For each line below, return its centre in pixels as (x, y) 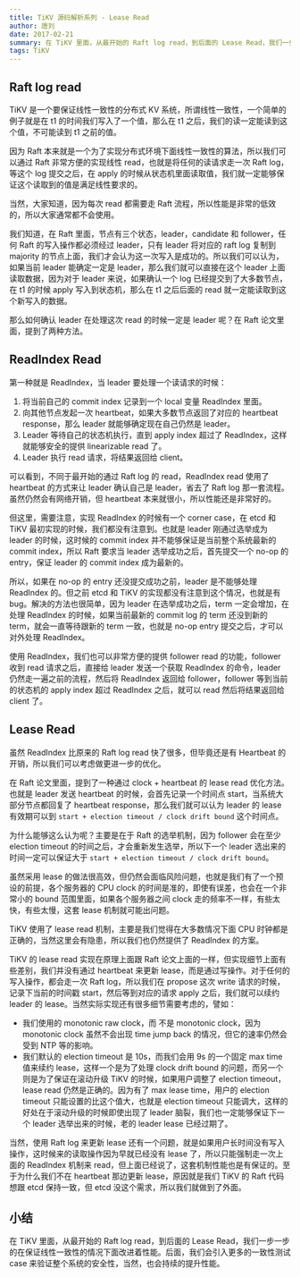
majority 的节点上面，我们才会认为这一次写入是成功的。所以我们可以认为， (146, 256)
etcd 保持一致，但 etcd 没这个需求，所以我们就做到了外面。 (137, 1187)
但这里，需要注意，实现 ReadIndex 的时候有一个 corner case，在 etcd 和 (143, 517)
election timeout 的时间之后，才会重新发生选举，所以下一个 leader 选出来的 (148, 846)
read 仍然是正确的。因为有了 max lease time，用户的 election (157, 1090)
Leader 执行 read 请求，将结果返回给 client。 (105, 457)
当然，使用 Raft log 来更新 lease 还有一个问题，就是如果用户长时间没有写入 (147, 1142)
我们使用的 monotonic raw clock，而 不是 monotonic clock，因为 (142, 1023)
